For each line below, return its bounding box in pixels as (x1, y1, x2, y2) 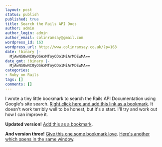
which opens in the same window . (5, 136, 75, 142)
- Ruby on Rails (5, 72, 39, 77)
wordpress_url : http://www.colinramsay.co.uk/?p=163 (5, 44, 117, 49)
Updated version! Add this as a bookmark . (5, 121, 93, 127)
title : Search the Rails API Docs (5, 21, 77, 26)
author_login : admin (5, 30, 48, 35)
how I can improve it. (5, 111, 48, 117)
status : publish (5, 12, 39, 17)
